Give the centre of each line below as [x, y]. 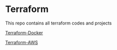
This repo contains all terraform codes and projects [58, 23]
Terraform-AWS [22, 42]
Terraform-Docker [24, 32]
